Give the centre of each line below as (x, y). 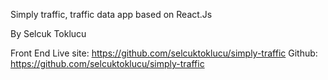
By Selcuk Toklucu (48, 33)
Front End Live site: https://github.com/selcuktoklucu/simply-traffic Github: (164, 53)
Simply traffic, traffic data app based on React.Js (111, 14)
